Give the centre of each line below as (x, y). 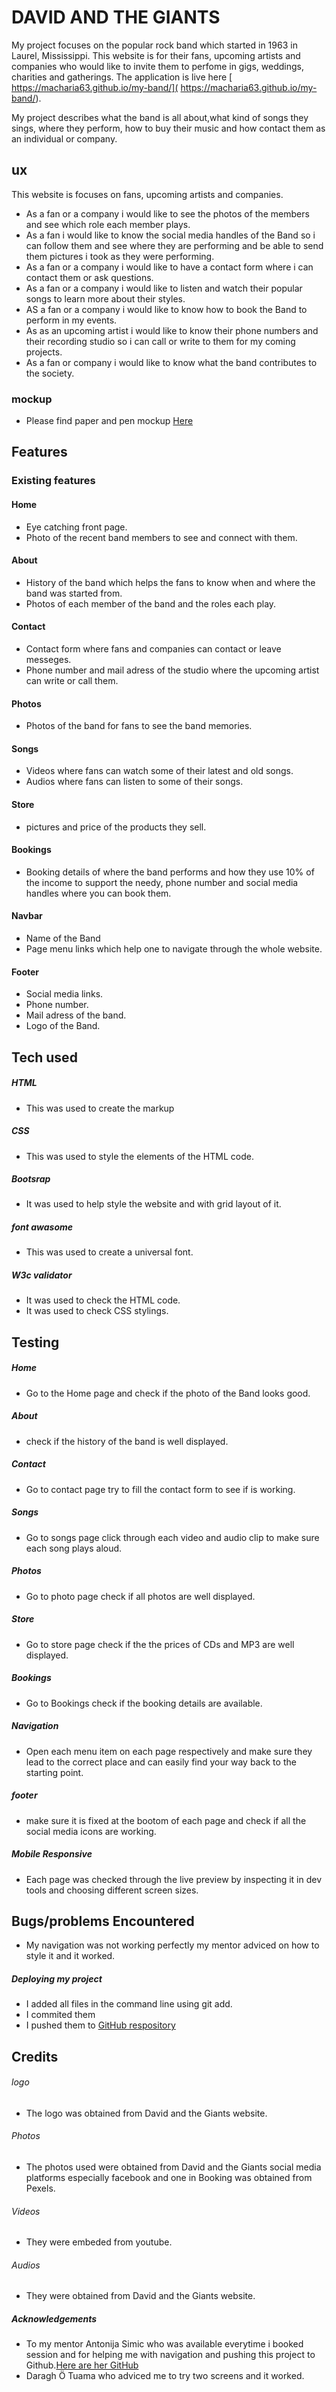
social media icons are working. (91, 1831)
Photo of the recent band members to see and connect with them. (161, 537)
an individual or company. (64, 138)
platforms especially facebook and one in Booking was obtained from (169, 2178)
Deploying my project (57, 1978)
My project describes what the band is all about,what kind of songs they (160, 117)
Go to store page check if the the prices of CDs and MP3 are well (160, 1644)
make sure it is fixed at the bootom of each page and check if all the (166, 1820)
